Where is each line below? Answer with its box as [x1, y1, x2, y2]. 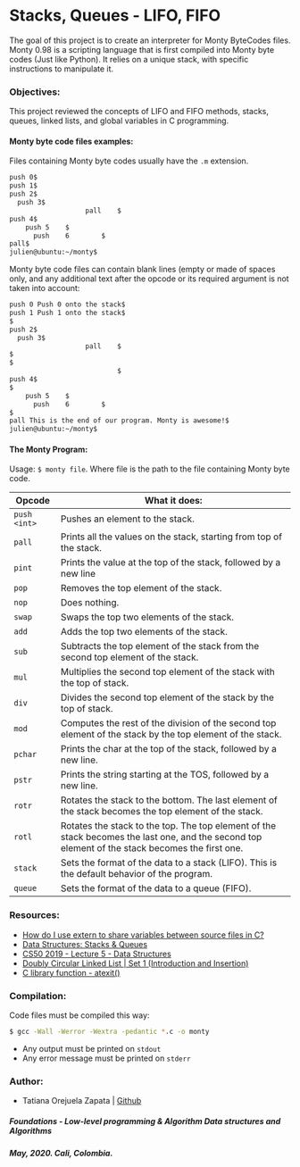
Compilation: [9, 989, 67, 1002]
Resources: [9, 909, 60, 921]
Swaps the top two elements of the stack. [60, 611, 235, 623]
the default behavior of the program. [60, 868, 212, 880]
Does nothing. [60, 596, 120, 609]
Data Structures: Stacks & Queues [21, 938, 148, 949]
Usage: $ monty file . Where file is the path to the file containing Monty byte [9, 463, 290, 474]
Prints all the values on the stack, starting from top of [60, 530, 283, 543]
